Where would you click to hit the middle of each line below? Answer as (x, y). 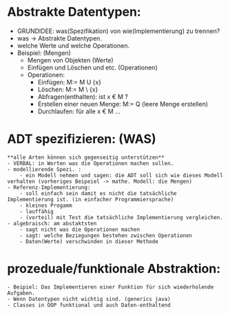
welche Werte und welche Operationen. (73, 45)
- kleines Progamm (46, 205)
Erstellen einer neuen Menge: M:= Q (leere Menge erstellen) (123, 104)
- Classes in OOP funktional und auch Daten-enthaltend (89, 305)
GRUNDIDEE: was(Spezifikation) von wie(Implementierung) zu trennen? (118, 31)
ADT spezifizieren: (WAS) (82, 139)
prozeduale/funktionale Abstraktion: (114, 269)
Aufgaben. (21, 293)
